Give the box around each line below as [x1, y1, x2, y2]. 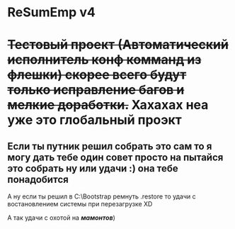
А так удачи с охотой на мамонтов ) [7, 213, 115, 222]
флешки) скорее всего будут [7, 67, 187, 83]
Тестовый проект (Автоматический [7, 37, 229, 53]
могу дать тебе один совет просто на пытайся [7, 151, 224, 163]
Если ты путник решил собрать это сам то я [7, 140, 212, 152]
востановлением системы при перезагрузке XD [7, 200, 153, 208]
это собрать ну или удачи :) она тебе [7, 162, 178, 174]
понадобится [7, 173, 69, 185]
